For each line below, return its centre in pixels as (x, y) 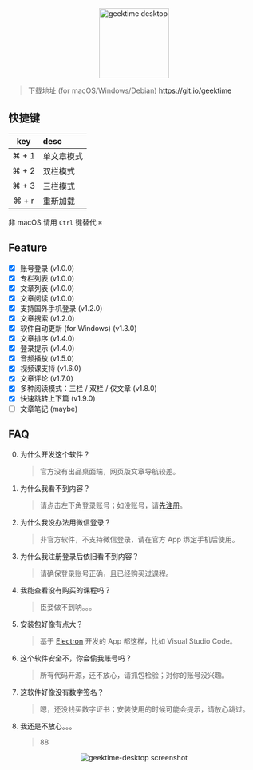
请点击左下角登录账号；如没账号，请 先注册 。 (113, 505)
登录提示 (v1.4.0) (47, 349)
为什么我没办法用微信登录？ (65, 522)
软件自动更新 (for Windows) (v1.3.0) (78, 328)
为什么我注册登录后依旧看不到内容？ (79, 557)
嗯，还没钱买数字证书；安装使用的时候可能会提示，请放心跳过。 (144, 709)
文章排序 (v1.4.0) (47, 338)
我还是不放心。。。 (48, 726)
